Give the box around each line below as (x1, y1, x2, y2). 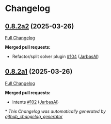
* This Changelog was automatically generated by (5, 108, 106, 114)
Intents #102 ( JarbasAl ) (12, 99, 59, 105)
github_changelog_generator (5, 113, 63, 119)
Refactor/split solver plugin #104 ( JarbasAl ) (12, 54, 99, 59)
